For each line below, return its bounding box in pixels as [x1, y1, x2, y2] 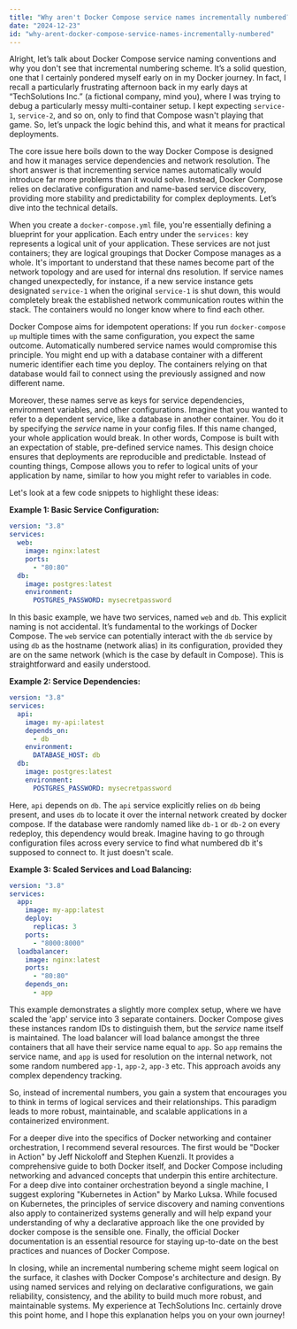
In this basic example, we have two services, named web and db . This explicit [9, 612, 287, 622]
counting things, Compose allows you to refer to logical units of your [9, 461, 259, 472]
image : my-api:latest [25, 718, 104, 727]
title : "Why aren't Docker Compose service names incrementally [9, 12, 251, 22]
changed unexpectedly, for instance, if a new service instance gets [9, 276, 254, 287]
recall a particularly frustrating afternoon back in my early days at [9, 81, 247, 93]
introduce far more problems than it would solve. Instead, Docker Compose [9, 174, 283, 185]
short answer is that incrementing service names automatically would [9, 165, 263, 175]
